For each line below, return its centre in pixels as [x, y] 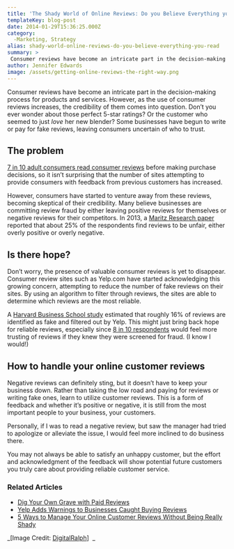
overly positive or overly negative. [56, 233]
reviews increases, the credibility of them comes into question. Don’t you [112, 107]
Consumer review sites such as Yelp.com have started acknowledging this [114, 279]
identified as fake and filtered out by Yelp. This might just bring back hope [113, 322]
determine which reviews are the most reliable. [74, 301]
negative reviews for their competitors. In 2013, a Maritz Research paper [111, 218]
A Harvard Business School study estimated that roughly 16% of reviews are [117, 315]
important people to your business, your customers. [81, 412]
